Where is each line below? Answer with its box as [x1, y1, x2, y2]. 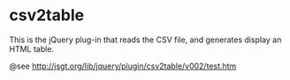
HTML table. [9, 43, 55, 54]
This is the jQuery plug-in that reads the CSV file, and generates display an [9, 34, 282, 45]
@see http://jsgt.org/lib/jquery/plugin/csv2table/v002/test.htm [9, 61, 237, 71]
